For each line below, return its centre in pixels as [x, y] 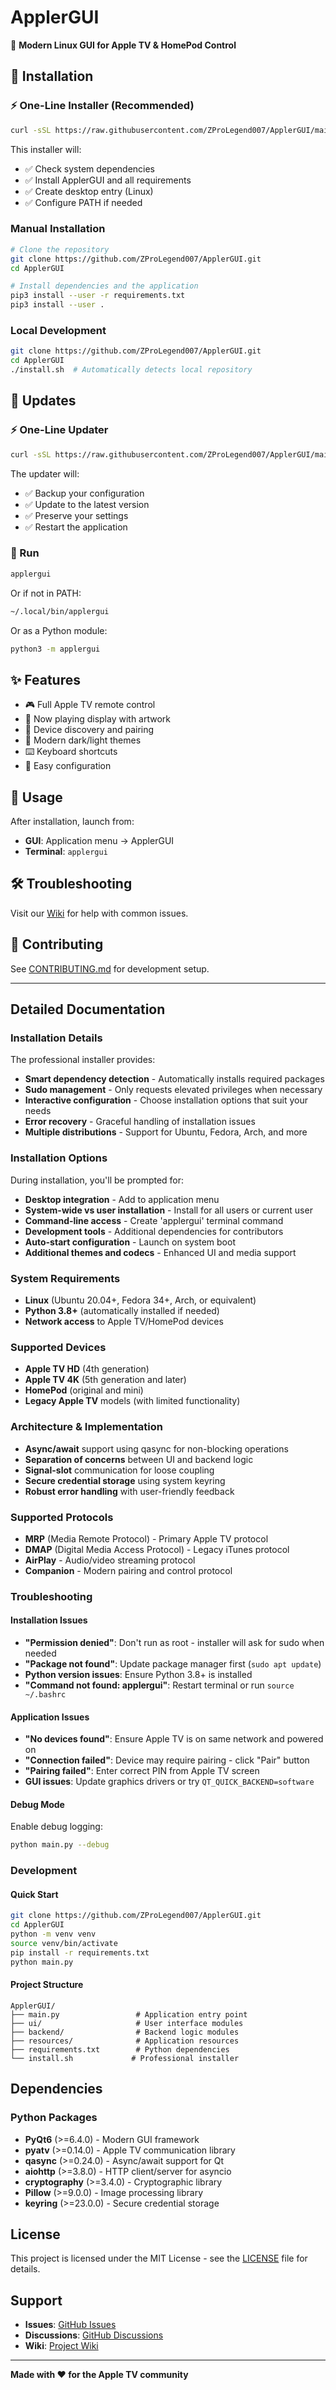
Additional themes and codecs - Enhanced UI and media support [160, 1252]
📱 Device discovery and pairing [89, 730]
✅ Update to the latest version [87, 504]
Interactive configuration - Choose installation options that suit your [166, 1100]
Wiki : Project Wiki [61, 2346]
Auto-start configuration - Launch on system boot [130, 1242]
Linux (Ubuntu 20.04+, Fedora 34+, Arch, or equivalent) [140, 1300]
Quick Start [34, 1894]
